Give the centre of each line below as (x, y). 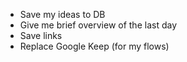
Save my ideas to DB (62, 14)
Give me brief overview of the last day (98, 25)
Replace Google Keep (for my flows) (94, 46)
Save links (41, 35)
